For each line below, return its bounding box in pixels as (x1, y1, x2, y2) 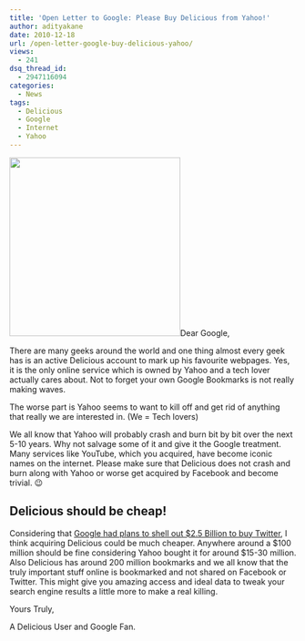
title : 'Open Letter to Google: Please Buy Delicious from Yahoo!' (9, 13, 271, 23)
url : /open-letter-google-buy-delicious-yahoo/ (9, 38, 194, 48)
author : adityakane (9, 22, 84, 31)
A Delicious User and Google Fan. (9, 621, 137, 632)
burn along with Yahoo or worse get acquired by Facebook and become (9, 467, 280, 478)
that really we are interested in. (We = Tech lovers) (9, 411, 198, 422)
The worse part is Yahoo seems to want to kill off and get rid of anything (9, 402, 280, 412)
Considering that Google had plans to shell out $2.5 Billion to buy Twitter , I (9, 527, 288, 538)
